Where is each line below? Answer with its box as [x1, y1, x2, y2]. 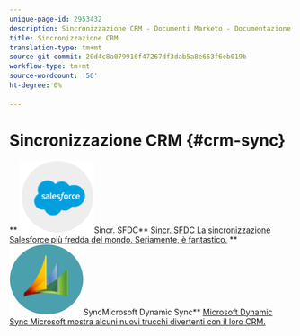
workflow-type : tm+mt [9, 62, 91, 71]
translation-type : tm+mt [9, 43, 102, 52]
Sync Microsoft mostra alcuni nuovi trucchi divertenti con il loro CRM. [9, 315, 267, 327]
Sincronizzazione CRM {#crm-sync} [9, 130, 286, 150]
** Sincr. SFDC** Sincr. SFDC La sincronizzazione [9, 225, 271, 235]
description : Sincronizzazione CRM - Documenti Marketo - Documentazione [9, 23, 292, 33]
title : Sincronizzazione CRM [9, 33, 119, 42]
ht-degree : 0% [9, 81, 63, 90]
